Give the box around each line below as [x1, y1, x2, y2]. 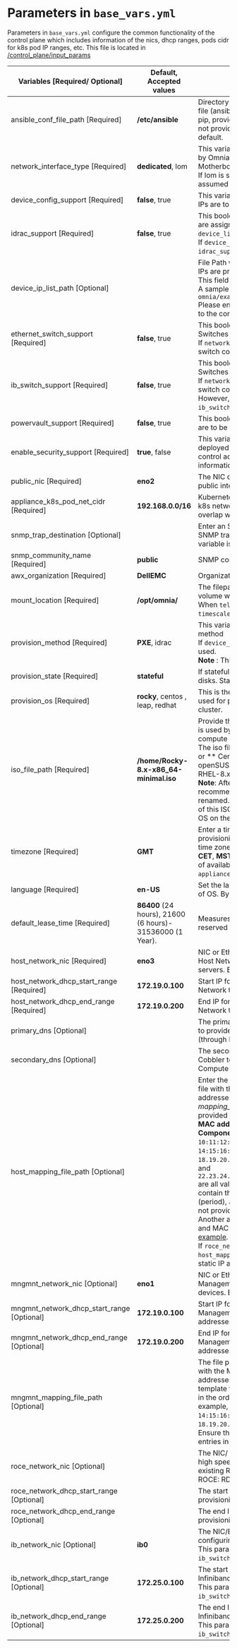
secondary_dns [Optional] [11, 1055, 97, 1065]
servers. [197, 964, 226, 974]
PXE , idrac [137, 637, 172, 647]
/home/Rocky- [137, 756, 188, 765]
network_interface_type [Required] [11, 161, 127, 171]
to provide [197, 1025, 232, 1035]
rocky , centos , [137, 691, 187, 701]
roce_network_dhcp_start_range [11, 1486, 118, 1496]
